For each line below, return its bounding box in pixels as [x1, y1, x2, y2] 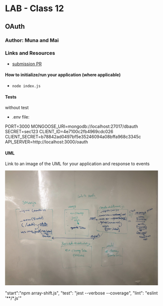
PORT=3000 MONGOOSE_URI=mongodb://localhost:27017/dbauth [5, 123, 138, 129]
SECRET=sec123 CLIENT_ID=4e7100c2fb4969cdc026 [5, 129, 114, 135]
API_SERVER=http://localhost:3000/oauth [5, 139, 88, 145]
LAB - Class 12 [5, 3, 64, 14]
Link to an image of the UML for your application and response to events [5, 161, 150, 167]
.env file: [12, 114, 30, 120]
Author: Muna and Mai [5, 37, 59, 44]
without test [5, 105, 29, 111]
